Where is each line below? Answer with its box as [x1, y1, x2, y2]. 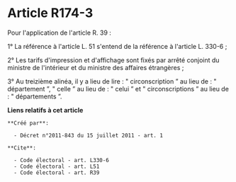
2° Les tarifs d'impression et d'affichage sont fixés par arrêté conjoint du [7, 55, 220, 64]
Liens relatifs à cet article [7, 106, 84, 114]
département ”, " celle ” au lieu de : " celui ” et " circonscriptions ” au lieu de [7, 84, 229, 93]
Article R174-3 [7, 5, 94, 21]
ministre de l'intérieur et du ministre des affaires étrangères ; [7, 63, 184, 72]
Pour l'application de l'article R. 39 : [7, 28, 112, 37]
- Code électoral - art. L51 [13, 163, 100, 170]
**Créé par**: [7, 119, 50, 127]
